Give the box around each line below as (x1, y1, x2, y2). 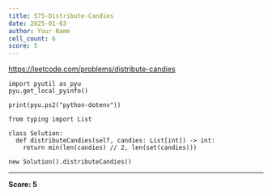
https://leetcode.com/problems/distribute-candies (8, 64, 176, 74)
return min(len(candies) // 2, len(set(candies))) (23, 143, 198, 152)
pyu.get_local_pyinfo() (8, 87, 89, 96)
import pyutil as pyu (8, 80, 82, 88)
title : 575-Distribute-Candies (8, 11, 114, 20)
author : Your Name (8, 27, 70, 35)
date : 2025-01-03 (8, 19, 67, 28)
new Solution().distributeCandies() (8, 158, 132, 166)
